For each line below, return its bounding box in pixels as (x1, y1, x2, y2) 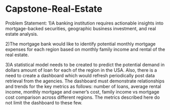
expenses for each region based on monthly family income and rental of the (5, 46, 165, 52)
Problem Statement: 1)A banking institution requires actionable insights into (5, 20, 164, 26)
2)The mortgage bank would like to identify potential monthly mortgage (5, 40, 156, 47)
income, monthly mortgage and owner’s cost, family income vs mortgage (5, 89, 160, 95)
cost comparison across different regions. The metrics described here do (5, 94, 160, 100)
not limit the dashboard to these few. (5, 99, 83, 105)
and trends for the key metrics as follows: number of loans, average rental (5, 83, 161, 90)
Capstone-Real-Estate (5, 3, 102, 15)
